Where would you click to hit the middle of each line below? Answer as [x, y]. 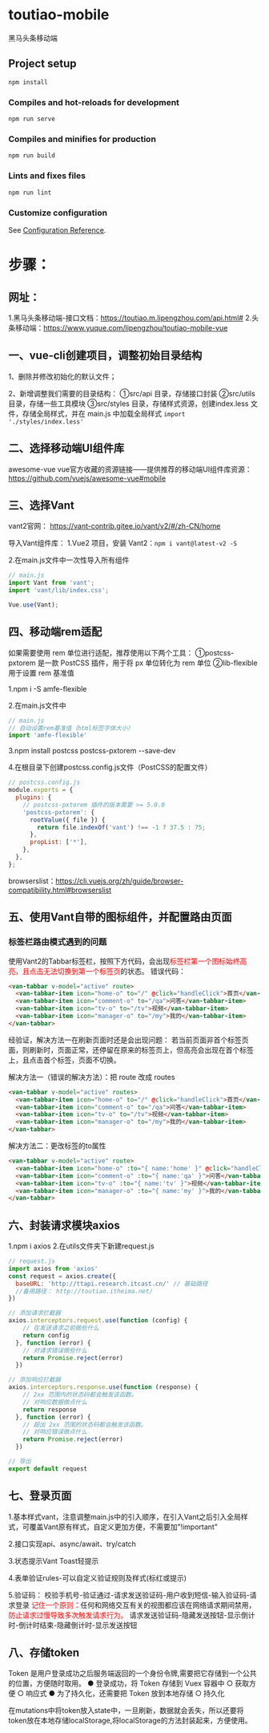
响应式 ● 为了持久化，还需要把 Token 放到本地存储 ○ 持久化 [125, 1694]
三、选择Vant [41, 505]
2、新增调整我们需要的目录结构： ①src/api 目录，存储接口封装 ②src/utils [132, 393]
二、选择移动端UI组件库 [66, 448]
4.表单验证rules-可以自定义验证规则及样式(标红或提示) [97, 1577]
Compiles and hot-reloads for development [94, 102]
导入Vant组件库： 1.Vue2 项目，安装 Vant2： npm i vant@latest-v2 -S [123, 543]
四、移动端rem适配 [55, 632]
